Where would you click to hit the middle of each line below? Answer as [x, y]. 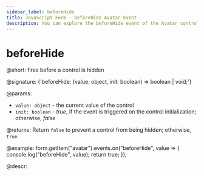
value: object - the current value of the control [74, 105]
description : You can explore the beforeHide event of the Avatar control [103, 23]
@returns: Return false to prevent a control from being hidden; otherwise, [99, 130]
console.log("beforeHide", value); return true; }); [66, 155]
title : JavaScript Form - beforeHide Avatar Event [72, 18]
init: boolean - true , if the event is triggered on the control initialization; [106, 112]
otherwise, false [35, 118]
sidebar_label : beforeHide [40, 12]
